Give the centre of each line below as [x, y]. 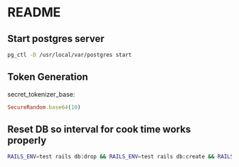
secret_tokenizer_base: [41, 94]
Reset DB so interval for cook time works [99, 129]
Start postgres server [56, 39]
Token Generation [48, 77]
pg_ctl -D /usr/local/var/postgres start [70, 55]
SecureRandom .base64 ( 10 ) [44, 107]
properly [27, 140]
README [34, 12]
